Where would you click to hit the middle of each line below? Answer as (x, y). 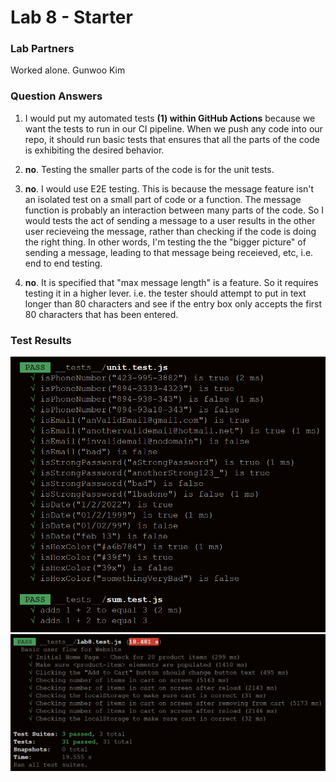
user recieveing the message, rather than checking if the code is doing (170, 231)
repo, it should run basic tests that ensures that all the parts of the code (172, 139)
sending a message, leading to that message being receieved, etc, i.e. (169, 252)
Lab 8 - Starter (71, 17)
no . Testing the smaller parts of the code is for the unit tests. (149, 169)
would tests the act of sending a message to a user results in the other (170, 220)
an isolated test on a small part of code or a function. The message (163, 199)
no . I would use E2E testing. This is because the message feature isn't (169, 188)
